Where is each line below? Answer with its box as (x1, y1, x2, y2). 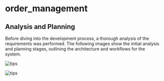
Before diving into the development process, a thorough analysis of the (5, 35, 149, 41)
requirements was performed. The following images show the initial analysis (5, 41, 160, 47)
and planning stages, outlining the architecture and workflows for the (5, 46, 145, 52)
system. (5, 51, 21, 57)
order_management (5, 3, 88, 14)
